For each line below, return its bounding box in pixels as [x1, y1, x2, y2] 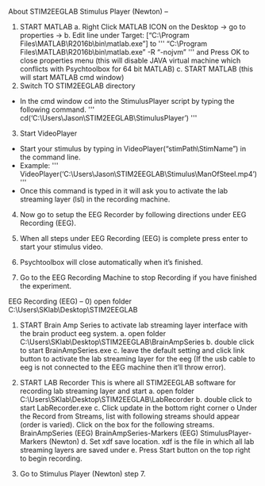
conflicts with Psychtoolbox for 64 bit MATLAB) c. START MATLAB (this [19, 64, 254, 74]
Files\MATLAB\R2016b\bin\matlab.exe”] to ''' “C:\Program [19, 39, 208, 48]
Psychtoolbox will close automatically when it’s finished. [19, 258, 204, 266]
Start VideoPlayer [19, 128, 78, 138]
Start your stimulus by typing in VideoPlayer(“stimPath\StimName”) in [19, 144, 247, 153]
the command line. [19, 152, 81, 162]
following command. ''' [19, 105, 95, 114]
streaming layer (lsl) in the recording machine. [19, 194, 171, 204]
